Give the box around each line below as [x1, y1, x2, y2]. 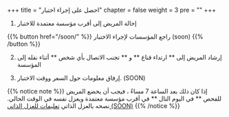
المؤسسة [17, 61, 42, 68]
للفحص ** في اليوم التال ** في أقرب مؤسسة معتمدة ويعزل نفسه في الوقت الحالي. [7, 94, 222, 103]
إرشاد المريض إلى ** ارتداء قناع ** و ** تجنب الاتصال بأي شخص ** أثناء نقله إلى [17, 53, 222, 61]
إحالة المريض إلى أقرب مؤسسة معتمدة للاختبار [17, 19, 137, 27]
